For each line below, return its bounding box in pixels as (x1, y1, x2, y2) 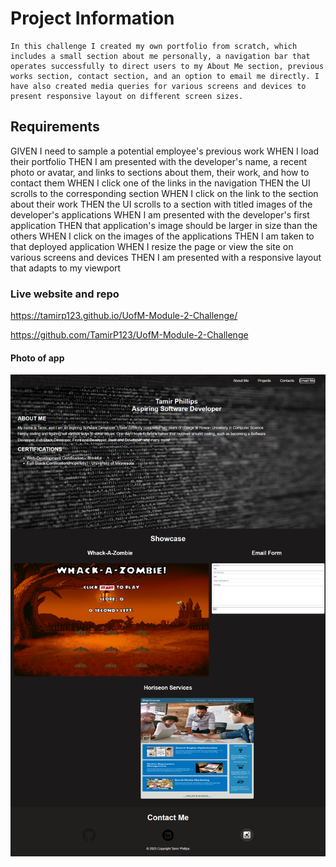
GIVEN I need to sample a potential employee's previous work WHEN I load (10, 145, 320, 157)
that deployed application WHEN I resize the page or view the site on (10, 240, 294, 252)
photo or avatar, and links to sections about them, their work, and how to (10, 166, 310, 178)
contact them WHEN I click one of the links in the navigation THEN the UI (10, 177, 311, 189)
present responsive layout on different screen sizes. (10, 91, 244, 101)
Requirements (10, 118, 100, 136)
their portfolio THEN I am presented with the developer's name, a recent (10, 155, 308, 167)
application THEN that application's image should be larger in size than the (10, 219, 318, 231)
